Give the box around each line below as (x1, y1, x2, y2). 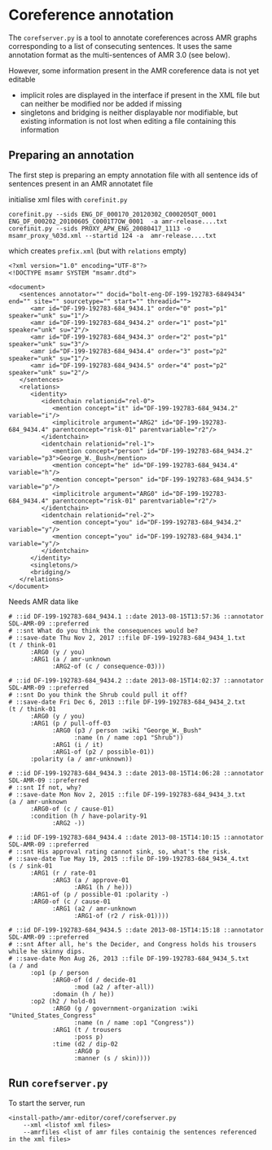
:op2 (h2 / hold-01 (29, 997, 96, 1005)
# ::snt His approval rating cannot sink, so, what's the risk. (8, 847, 231, 856)
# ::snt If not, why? (8, 783, 82, 792)
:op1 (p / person (29, 968, 90, 977)
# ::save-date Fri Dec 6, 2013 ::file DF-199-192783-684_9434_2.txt (8, 698, 246, 706)
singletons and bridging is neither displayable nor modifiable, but (20, 108, 239, 117)
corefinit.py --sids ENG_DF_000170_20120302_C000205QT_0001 (8, 210, 217, 218)
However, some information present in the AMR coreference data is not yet (8, 65, 260, 75)
